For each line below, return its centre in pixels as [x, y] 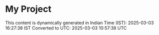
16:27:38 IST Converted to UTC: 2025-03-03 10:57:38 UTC [66, 28]
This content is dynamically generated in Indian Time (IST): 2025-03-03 [79, 23]
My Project [28, 9]
